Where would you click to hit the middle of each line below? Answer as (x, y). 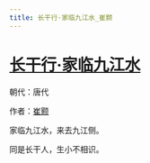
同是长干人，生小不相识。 (57, 149)
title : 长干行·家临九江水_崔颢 (61, 18)
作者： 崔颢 (29, 111)
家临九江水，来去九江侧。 (57, 130)
